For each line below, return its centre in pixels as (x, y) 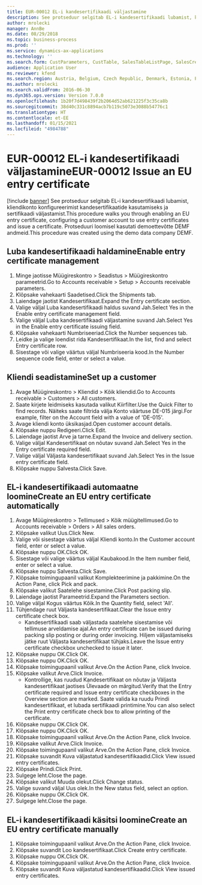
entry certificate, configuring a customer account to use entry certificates (98, 220)
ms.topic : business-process (42, 40)
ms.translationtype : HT (37, 112)
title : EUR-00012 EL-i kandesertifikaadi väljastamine (77, 12)
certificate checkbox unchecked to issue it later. (84, 648)
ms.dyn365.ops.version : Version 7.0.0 (55, 95)
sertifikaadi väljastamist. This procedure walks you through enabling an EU (98, 213)
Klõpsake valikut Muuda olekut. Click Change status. (79, 782)
